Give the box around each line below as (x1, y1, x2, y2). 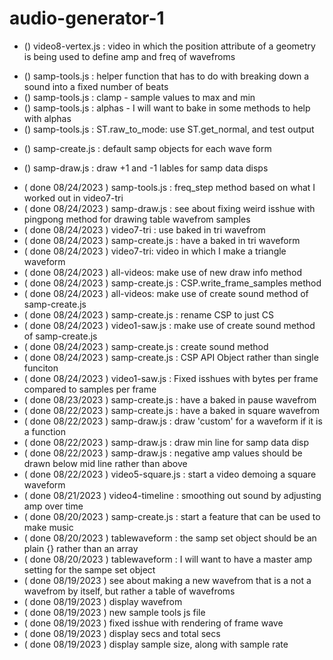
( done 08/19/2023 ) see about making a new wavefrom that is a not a (23, 574, 312, 586)
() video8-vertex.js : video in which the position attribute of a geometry (23, 40, 316, 52)
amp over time (23, 500, 84, 512)
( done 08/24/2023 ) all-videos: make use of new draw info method (23, 266, 303, 278)
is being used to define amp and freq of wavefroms (23, 50, 236, 62)
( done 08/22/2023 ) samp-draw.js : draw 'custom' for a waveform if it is (23, 415, 323, 427)
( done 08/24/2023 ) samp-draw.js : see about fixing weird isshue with (23, 202, 316, 214)
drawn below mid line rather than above (23, 457, 188, 469)
